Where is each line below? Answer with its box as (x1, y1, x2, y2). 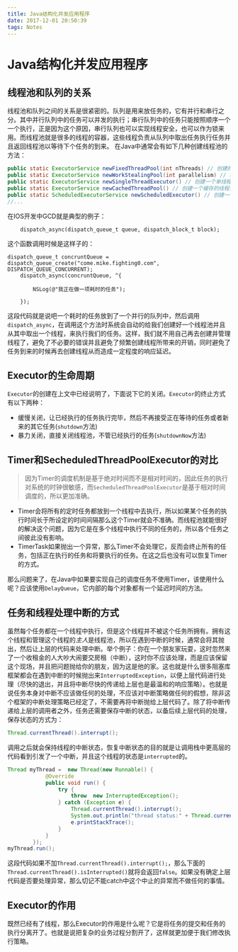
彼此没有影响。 (23, 533, 68, 542)
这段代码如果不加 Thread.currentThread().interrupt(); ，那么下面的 (7, 858, 205, 868)
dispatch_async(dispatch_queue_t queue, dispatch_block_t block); (20, 226, 220, 233)
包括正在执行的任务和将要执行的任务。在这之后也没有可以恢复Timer (30, 551, 227, 560)
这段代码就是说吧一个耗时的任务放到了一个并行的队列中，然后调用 (7, 311, 200, 319)
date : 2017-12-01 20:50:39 (7, 17, 87, 24)
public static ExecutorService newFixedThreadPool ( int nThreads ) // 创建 (7, 165, 228, 172)
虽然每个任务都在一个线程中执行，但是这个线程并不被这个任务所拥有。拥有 (7, 627, 225, 635)
